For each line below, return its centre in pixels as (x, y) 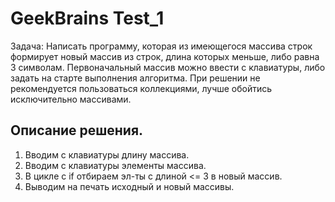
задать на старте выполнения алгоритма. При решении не (135, 78)
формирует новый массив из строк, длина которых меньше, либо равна (165, 56)
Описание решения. (77, 130)
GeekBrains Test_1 (87, 18)
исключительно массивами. (71, 99)
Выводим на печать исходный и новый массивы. (129, 186)
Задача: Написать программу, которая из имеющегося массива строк (161, 46)
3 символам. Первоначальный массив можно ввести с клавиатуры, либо (168, 67)
